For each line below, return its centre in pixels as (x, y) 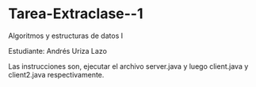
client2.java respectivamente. (56, 74)
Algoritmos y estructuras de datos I (66, 36)
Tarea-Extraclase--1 (76, 14)
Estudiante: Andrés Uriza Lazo (57, 51)
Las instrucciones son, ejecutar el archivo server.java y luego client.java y (128, 66)
